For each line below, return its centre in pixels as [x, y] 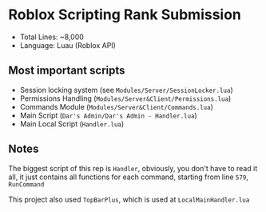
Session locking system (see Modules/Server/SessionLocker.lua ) [126, 90]
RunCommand [26, 184]
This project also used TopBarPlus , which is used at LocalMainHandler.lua [129, 199]
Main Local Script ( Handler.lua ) [72, 124]
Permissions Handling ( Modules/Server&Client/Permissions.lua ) [125, 98]
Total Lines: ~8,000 [52, 37]
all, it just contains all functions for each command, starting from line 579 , [129, 177]
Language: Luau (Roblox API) [67, 45]
